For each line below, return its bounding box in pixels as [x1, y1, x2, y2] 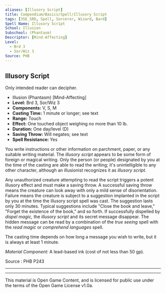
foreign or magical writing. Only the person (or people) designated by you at [5, 157, 160, 163]
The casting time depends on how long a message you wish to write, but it [5, 234, 157, 240]
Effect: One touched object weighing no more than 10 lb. [12, 121, 128, 127]
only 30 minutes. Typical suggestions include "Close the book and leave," [5, 203, 155, 209]
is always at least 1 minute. [5, 239, 59, 245]
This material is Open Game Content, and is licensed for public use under [5, 277, 154, 283]
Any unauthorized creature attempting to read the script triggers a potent [5, 177, 154, 183]
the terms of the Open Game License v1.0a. [5, 283, 93, 289]
